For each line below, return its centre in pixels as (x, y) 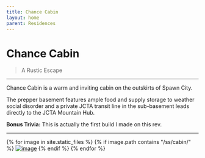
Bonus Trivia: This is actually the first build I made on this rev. (84, 124)
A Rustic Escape (42, 70)
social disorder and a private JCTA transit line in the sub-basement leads (98, 106)
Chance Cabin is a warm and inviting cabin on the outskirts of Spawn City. (99, 88)
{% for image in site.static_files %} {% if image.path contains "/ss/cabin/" (99, 142)
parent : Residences (31, 23)
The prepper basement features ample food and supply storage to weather (100, 100)
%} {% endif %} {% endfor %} (56, 149)
